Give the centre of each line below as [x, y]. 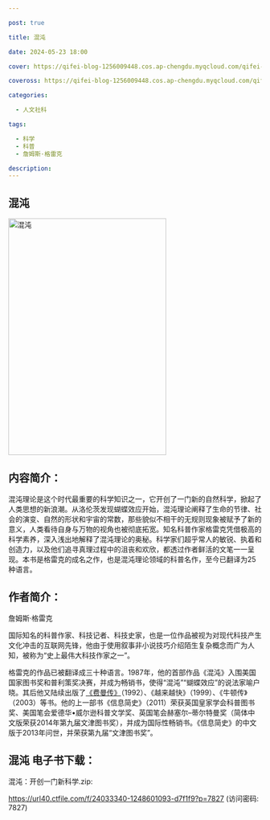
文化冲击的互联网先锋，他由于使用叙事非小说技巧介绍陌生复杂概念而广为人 [131, 645]
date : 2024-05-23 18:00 [48, 52]
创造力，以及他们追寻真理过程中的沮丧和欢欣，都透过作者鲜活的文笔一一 [128, 549]
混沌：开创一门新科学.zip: [51, 781]
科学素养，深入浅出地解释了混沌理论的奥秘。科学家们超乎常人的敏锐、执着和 [135, 539]
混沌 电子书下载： [52, 761]
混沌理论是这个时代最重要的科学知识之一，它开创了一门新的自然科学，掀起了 [135, 498]
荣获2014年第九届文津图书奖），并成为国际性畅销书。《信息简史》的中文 [139, 722]
